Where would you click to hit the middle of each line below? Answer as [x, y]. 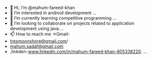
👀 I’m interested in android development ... [53, 13]
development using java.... [37, 29]
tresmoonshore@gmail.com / [39, 41]
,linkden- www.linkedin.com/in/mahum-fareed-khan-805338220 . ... [78, 51]
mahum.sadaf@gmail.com [37, 46]
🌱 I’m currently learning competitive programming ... [63, 18]
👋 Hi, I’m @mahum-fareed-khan [42, 8]
